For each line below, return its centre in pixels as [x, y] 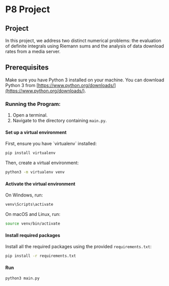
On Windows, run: [24, 195]
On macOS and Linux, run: [33, 214]
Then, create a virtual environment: [42, 163]
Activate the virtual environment [40, 184]
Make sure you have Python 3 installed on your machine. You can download [85, 80]
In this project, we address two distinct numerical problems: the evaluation [83, 40]
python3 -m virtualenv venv [35, 172]
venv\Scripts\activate [29, 205]
